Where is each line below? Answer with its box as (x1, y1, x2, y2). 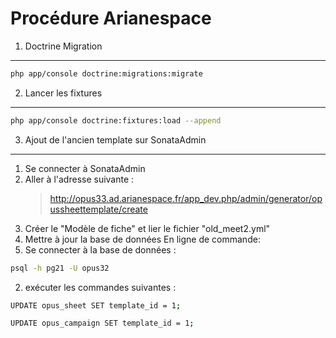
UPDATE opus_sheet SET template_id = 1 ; (10, 300, 182, 311)
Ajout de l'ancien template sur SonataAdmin (24, 133, 207, 146)
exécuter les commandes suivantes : (24, 281, 177, 293)
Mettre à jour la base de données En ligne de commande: (24, 233, 261, 245)
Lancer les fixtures (24, 87, 103, 99)
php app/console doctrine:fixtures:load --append (10, 115, 222, 126)
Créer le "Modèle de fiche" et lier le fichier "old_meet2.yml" (24, 222, 271, 234)
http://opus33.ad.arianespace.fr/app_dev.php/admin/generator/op (49, 192, 323, 204)
